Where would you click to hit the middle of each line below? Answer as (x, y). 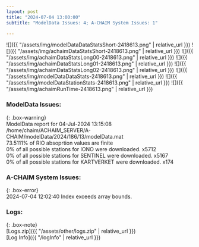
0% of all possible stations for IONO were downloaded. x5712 (81, 149)
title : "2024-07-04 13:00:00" (44, 17)
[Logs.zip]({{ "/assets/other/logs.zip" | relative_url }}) (71, 231)
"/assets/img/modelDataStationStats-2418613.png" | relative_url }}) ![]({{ (94, 83)
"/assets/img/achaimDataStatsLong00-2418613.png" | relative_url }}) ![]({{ (97, 58)
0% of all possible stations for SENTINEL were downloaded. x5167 (87, 155)
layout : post (22, 12)
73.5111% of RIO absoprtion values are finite (60, 143)
